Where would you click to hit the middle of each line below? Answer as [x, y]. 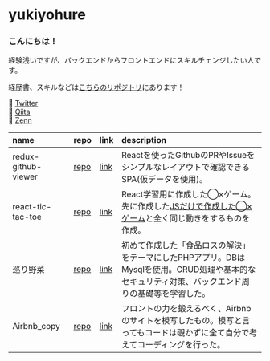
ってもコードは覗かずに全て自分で [186, 333]
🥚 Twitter [23, 103]
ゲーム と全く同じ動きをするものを [186, 218]
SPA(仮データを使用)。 [165, 180]
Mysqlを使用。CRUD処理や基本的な [189, 270]
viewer [25, 176]
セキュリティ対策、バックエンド [182, 282]
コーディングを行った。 [181, 345]
